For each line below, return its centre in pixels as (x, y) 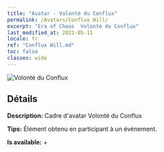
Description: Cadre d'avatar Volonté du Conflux (74, 115)
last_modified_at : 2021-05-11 (50, 33)
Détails (22, 99)
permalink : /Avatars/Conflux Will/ (58, 20)
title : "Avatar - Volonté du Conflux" (62, 13)
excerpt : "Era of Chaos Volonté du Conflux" (73, 26)
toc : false (23, 52)
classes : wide (27, 58)
